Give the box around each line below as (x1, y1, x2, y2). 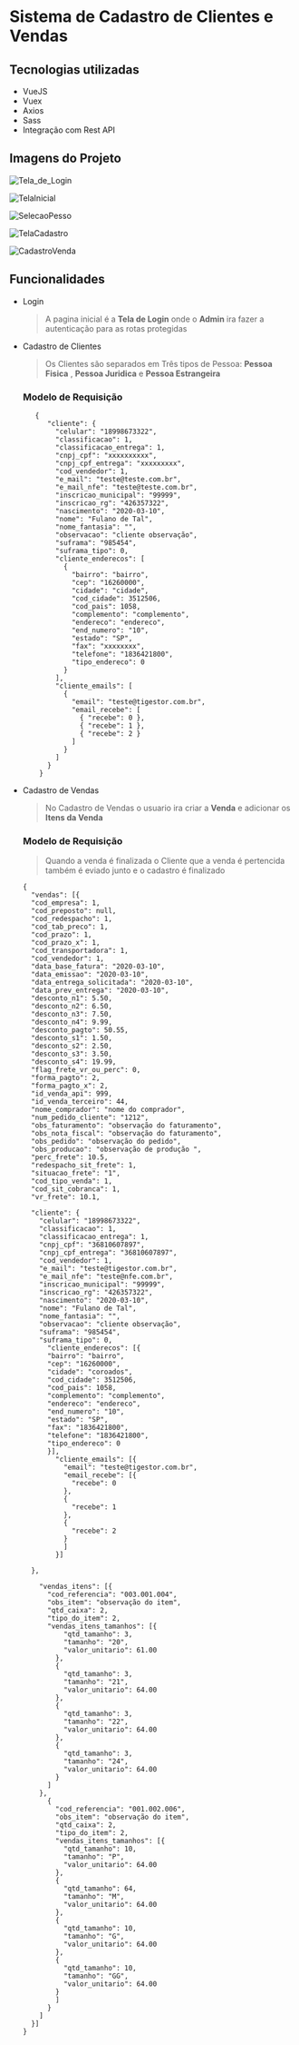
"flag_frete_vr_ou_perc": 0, (31, 1066, 141, 1075)
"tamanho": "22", (63, 1717, 129, 1727)
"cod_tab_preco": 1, (31, 922, 109, 932)
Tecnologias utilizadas (9, 62, 140, 77)
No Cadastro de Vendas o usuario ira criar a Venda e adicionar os (44, 802, 291, 813)
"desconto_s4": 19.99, (31, 1057, 117, 1067)
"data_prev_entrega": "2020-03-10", (31, 986, 169, 996)
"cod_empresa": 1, (31, 898, 101, 908)
